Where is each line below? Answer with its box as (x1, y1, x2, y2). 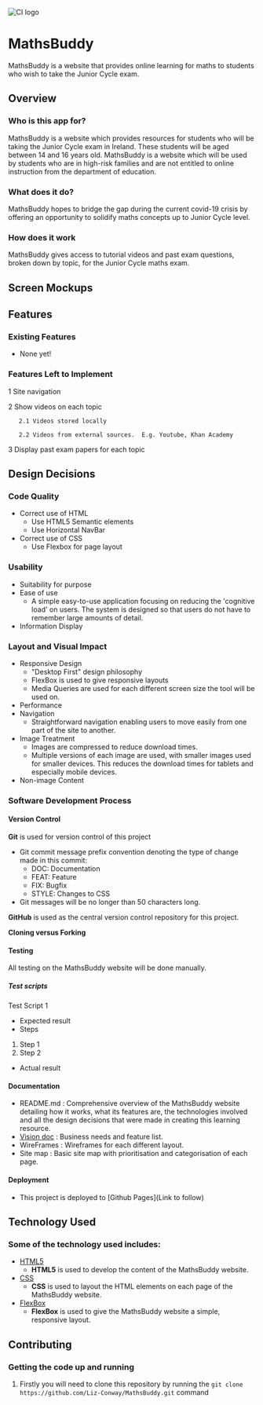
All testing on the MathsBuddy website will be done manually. (8, 963, 206, 973)
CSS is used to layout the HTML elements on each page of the (31, 1282, 233, 1291)
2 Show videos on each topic (8, 401, 102, 412)
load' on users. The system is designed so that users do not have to (31, 605, 251, 614)
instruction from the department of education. (8, 166, 157, 176)
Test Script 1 (8, 1001, 49, 1011)
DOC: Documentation (31, 864, 100, 873)
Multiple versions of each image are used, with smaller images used (31, 750, 251, 759)
